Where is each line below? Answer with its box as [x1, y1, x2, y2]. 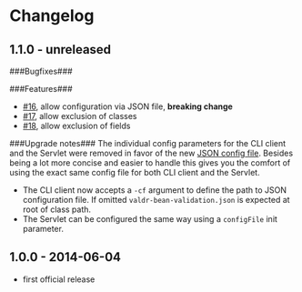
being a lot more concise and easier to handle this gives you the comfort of [9, 157, 291, 168]
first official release [22, 274, 96, 285]
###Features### [9, 84, 73, 94]
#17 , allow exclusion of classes [22, 111, 138, 121]
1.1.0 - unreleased [9, 42, 112, 57]
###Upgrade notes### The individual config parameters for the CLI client [9, 138, 287, 148]
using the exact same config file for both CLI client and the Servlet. [9, 167, 261, 177]
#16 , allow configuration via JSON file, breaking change [22, 101, 234, 112]
